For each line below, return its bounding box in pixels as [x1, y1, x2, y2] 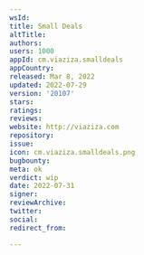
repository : [9, 131, 54, 140]
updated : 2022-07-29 [9, 80, 88, 90]
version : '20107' [9, 89, 75, 98]
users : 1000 [9, 47, 54, 56]
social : [9, 214, 39, 224]
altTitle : [9, 30, 47, 39]
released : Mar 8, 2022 [9, 72, 95, 81]
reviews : [9, 114, 43, 123]
